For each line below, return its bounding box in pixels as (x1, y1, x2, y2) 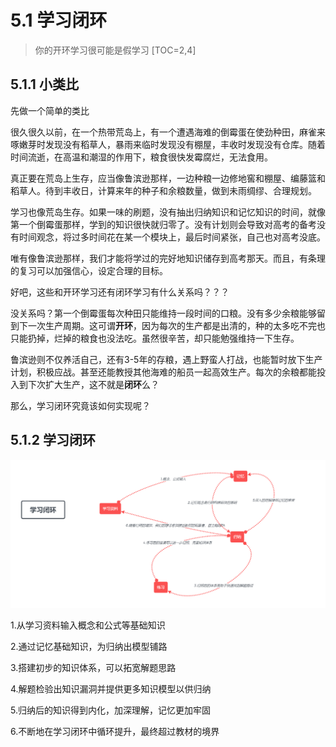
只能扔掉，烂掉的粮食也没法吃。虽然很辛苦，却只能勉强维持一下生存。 (10, 332, 300, 344)
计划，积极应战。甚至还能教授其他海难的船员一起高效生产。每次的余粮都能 (10, 366, 317, 378)
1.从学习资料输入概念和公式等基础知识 (10, 619, 166, 631)
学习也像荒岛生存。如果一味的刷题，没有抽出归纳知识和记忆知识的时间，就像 (10, 206, 326, 218)
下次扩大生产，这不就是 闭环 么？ (27, 378, 160, 390)
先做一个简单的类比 (10, 104, 90, 116)
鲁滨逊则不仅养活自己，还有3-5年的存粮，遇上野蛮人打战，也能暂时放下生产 (10, 353, 323, 365)
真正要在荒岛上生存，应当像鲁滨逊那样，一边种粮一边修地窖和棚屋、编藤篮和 (10, 172, 326, 184)
